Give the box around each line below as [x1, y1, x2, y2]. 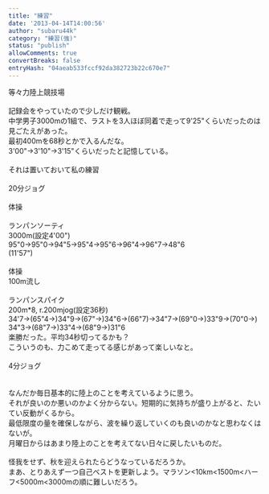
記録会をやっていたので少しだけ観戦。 [8, 105, 135, 115]
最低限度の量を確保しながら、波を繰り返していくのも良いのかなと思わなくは [8, 418, 262, 427]
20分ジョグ [8, 183, 46, 193]
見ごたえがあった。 [8, 126, 72, 135]
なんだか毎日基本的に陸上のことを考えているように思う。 [8, 388, 198, 397]
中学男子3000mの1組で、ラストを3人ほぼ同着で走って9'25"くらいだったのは [8, 116, 261, 126]
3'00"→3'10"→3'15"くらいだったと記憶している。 [8, 146, 173, 155]
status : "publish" [8, 42, 70, 50]
